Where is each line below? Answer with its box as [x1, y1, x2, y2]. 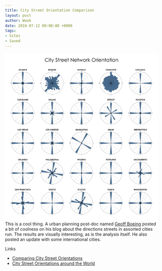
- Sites [5, 34, 21, 38]
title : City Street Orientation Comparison [5, 8, 95, 13]
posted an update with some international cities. [5, 237, 101, 242]
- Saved [5, 39, 21, 44]
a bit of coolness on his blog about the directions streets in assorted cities [5, 226, 153, 232]
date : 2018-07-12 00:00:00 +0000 [5, 23, 73, 28]
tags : [5, 28, 16, 34]
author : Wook [5, 18, 32, 23]
